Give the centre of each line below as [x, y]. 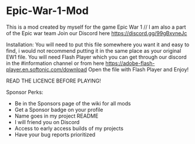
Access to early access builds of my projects [69, 128]
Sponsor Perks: [25, 92]
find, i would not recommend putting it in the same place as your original [94, 50]
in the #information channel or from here [55, 63]
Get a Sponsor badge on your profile [59, 109]
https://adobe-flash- [130, 63]
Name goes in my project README [56, 116]
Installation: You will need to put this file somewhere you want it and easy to [98, 44]
